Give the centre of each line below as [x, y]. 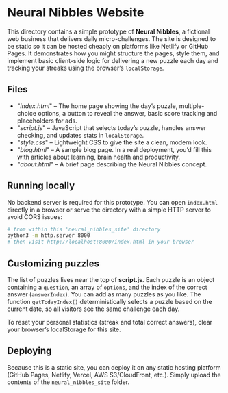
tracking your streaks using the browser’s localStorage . [86, 68]
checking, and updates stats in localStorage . [80, 135]
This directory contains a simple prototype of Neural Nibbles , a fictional [109, 31]
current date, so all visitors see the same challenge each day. [93, 309]
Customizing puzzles [53, 263]
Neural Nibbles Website [76, 13]
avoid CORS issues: [35, 216]
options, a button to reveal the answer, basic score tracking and [127, 113]
